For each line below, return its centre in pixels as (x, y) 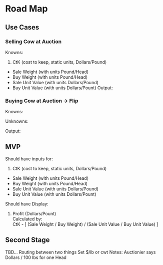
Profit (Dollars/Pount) (34, 213)
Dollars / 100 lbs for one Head (36, 257)
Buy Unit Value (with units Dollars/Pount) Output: (62, 88)
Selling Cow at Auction (33, 42)
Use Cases (22, 27)
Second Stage (27, 240)
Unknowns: (17, 121)
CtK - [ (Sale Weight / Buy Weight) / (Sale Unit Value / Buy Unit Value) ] (85, 224)
